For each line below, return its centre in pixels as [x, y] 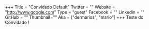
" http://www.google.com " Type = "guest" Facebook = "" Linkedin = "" [75, 12]
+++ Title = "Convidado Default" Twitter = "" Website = [60, 7]
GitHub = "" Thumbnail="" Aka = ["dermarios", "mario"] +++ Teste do [74, 17]
